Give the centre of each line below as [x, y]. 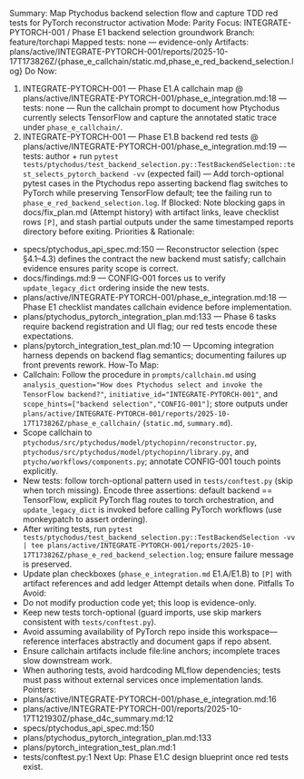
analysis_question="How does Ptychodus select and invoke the [142, 385]
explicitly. [40, 471]
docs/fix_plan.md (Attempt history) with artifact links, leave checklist [151, 212]
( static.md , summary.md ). [188, 423]
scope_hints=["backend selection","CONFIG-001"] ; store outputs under [155, 404]
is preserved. [47, 564]
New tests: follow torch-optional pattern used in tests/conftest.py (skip [157, 481]
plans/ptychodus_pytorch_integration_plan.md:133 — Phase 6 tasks [149, 316]
